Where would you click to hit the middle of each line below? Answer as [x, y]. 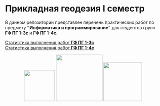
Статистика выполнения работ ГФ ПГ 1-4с [50, 48]
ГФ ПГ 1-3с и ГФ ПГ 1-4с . [31, 33]
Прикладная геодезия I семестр [75, 9]
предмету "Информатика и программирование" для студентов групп [80, 27]
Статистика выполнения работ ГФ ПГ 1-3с [50, 42]
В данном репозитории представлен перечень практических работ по [80, 22]
